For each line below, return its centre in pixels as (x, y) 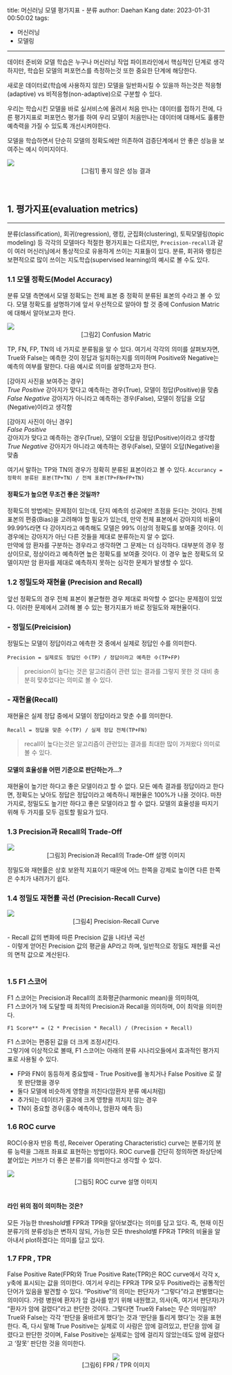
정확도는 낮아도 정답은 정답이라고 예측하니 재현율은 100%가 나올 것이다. (113, 795)
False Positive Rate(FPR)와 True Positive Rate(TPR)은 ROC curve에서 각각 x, (114, 1274)
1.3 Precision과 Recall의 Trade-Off (65, 832)
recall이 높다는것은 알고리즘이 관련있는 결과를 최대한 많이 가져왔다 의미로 (122, 744)
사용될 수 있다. (39, 1059)
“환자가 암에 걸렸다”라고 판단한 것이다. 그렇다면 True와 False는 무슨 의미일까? (112, 1309)
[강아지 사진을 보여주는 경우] (46, 381)
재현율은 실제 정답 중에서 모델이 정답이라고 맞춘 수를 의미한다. (90, 716)
